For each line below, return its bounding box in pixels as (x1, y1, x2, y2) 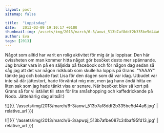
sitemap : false (5, 12, 36, 17)
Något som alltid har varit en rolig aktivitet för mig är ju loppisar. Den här (5, 52, 150, 57)
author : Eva (5, 34, 29, 39)
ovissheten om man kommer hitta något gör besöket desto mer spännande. (5, 57, 157, 63)
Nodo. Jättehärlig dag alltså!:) (5, 93, 65, 99)
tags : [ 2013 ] (5, 38, 32, 44)
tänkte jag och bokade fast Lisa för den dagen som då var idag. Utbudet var (5, 73, 158, 78)
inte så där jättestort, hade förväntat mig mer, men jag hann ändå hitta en (5, 77, 152, 83)
